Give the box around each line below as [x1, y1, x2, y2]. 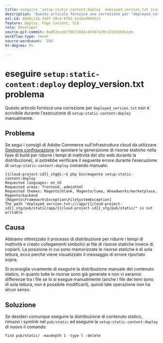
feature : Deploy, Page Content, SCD [5, 20, 79, 26]
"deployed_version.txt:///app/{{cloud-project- [24, 202, 123, 206]
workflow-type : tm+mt [5, 34, 49, 39]
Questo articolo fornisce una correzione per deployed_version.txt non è [5, 105, 149, 110]
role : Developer [5, 25, 38, 30]
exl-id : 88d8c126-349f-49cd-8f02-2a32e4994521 [5, 16, 101, 21]
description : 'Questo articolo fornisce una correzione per [5, 12, 130, 16]
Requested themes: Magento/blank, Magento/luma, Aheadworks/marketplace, [5, 189, 158, 194]
